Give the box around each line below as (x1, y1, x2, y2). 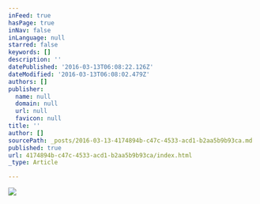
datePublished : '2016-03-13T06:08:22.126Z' (8, 63, 154, 71)
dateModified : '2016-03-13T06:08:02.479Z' (8, 70, 150, 78)
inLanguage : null (8, 33, 66, 42)
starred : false (8, 41, 58, 49)
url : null (15, 108, 47, 115)
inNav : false (8, 26, 51, 34)
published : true (8, 144, 62, 152)
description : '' (8, 56, 62, 64)
